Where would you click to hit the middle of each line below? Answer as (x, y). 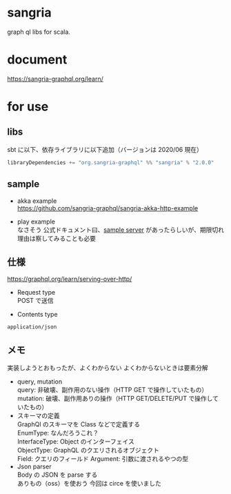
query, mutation (40, 382)
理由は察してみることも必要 (57, 238)
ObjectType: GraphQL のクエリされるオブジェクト (88, 451)
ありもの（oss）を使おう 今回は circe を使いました (89, 484)
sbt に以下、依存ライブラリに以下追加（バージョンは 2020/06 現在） (105, 149)
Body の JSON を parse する (57, 475)
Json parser (34, 466)
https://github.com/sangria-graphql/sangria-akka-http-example (108, 208)
